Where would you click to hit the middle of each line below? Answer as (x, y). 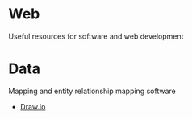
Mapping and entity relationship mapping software (92, 91)
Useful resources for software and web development (96, 36)
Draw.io (33, 106)
